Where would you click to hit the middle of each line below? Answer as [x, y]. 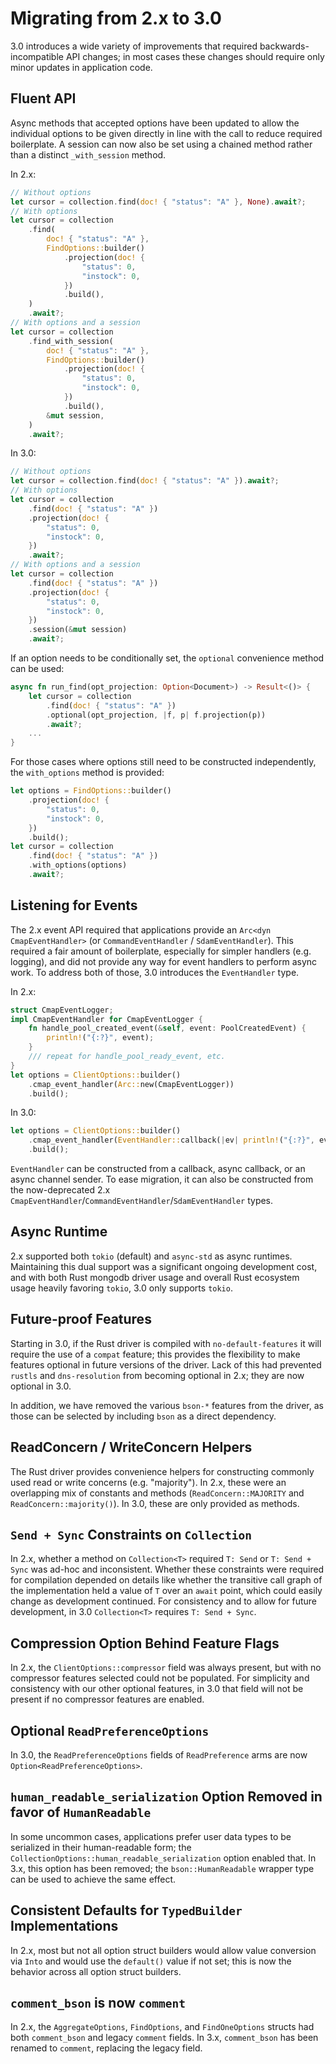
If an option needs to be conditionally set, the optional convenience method [167, 658]
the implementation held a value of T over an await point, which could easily [166, 1591]
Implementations [64, 1926]
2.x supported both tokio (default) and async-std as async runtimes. [151, 1256]
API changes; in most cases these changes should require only [195, 56]
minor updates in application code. [81, 67]
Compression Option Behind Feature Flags [145, 1643]
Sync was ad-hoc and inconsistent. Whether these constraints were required [167, 1569]
